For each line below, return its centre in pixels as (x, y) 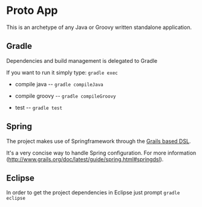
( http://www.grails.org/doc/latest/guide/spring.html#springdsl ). (85, 159)
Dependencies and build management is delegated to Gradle (82, 60)
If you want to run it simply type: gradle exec (62, 72)
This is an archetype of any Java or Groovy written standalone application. (99, 27)
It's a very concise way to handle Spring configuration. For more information (101, 153)
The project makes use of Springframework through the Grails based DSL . (99, 141)
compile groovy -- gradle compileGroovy (65, 96)
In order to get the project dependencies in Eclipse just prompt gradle (93, 193)
